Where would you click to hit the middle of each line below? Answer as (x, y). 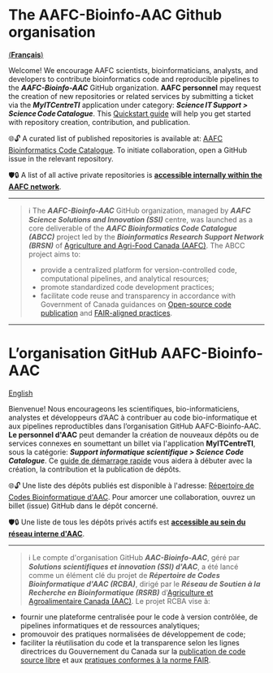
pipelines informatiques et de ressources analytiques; (110, 625)
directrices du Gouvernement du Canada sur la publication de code (133, 651)
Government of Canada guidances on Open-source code (136, 304)
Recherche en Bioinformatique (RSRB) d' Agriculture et (121, 592)
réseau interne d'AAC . (47, 533)
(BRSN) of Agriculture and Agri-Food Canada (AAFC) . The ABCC (136, 245)
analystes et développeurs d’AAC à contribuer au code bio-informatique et (133, 417)
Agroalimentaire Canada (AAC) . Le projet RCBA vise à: (119, 601)
